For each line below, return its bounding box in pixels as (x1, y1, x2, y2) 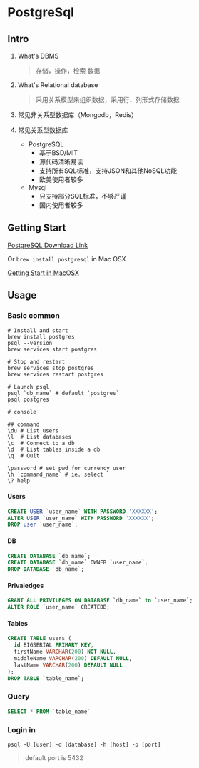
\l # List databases (7, 433, 72, 440)
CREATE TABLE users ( (7, 635, 72, 642)
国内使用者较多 (39, 201, 83, 209)
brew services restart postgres (7, 371, 103, 378)
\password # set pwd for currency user (7, 464, 126, 472)
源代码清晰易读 (39, 158, 83, 166)
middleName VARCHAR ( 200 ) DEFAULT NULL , (14, 654, 133, 662)
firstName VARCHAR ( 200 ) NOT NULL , (14, 648, 116, 656)
